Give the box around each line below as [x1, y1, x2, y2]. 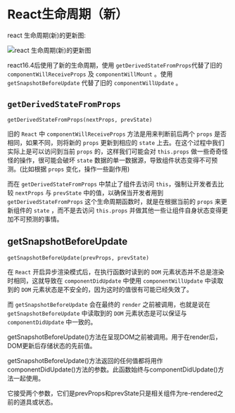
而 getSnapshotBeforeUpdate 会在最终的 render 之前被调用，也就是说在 [7, 300, 211, 308]
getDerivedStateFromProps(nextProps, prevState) [7, 116, 153, 123]
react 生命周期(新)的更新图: [7, 31, 86, 39]
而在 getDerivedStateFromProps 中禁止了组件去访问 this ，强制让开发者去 [7, 179, 218, 188]
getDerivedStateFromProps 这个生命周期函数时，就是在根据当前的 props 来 [7, 197, 222, 205]
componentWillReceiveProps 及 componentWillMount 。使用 [7, 70, 173, 78]
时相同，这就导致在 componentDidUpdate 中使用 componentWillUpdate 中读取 [7, 276, 224, 285]
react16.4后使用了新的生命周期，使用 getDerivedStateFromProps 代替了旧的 [7, 61, 223, 69]
